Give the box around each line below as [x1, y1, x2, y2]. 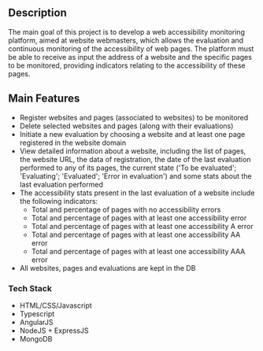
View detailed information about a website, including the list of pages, [19, 146, 246, 156]
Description [8, 6, 67, 20]
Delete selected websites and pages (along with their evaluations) [19, 121, 234, 131]
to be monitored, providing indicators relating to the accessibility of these [8, 61, 246, 70]
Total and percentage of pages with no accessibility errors [31, 205, 221, 214]
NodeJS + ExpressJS [19, 326, 89, 335]
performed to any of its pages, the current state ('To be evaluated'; [19, 163, 237, 172]
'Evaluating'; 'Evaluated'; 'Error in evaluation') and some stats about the [19, 171, 252, 180]
